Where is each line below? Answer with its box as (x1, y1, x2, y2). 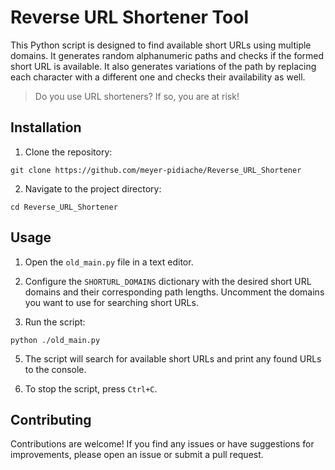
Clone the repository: (24, 146, 113, 158)
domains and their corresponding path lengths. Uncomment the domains (24, 286, 325, 298)
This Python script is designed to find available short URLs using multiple (10, 39, 312, 51)
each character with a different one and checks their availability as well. (10, 71, 306, 83)
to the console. (24, 363, 87, 375)
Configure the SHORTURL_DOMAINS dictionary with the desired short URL (24, 275, 312, 287)
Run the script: (24, 316, 86, 328)
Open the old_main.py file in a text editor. (24, 256, 194, 268)
